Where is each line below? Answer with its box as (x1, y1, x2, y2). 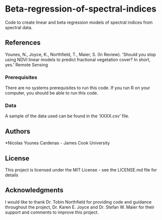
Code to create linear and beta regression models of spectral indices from (5, 19, 153, 25)
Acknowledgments (5, 186, 64, 194)
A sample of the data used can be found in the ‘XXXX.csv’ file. (5, 113, 130, 119)
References (5, 39, 41, 47)
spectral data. (5, 24, 33, 30)
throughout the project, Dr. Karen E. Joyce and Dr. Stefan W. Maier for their (5, 204, 155, 210)
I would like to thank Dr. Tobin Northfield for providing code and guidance (5, 199, 152, 204)
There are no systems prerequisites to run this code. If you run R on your (5, 85, 150, 91)
